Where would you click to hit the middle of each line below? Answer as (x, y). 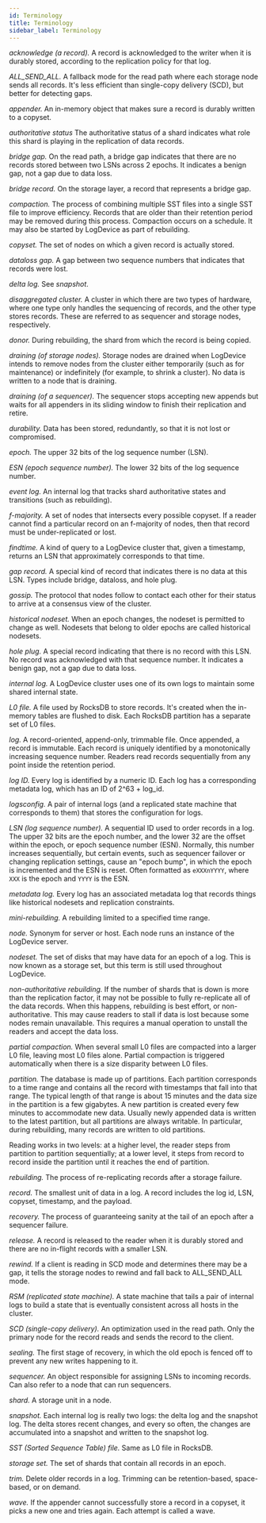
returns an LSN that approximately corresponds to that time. (107, 556)
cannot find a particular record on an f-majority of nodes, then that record (129, 524)
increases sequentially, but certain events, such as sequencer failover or (127, 854)
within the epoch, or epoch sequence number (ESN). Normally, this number (132, 845)
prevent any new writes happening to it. (74, 1361)
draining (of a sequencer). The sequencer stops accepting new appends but (134, 396)
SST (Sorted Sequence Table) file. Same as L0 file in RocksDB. (111, 1448)
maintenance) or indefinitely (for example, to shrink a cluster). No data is (127, 372)
